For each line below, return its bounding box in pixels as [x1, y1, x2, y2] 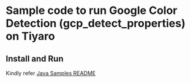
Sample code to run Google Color [6, 4, 178, 18]
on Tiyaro [6, 30, 56, 43]
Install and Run [6, 53, 64, 64]
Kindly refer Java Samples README [6, 70, 96, 76]
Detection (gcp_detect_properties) [6, 16, 186, 30]
